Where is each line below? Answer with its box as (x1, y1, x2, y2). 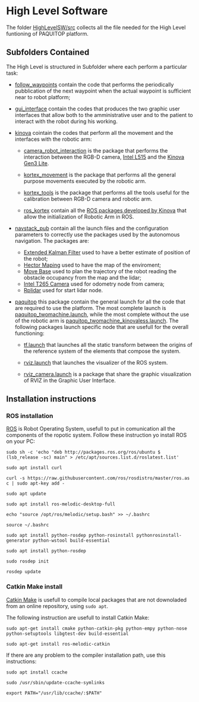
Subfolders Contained (6, 48, 90, 58)
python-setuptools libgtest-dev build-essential (6, 631, 129, 637)
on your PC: (6, 438, 36, 445)
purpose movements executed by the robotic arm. (23, 177, 147, 185)
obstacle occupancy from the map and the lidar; (23, 274, 141, 281)
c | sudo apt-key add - (6, 480, 65, 486)
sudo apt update (6, 491, 46, 497)
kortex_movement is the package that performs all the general (23, 171, 176, 178)
